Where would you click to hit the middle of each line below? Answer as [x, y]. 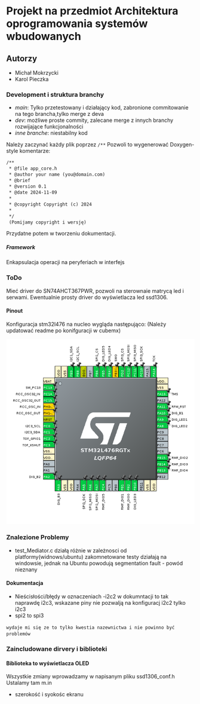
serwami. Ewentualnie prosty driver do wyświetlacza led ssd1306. [87, 297]
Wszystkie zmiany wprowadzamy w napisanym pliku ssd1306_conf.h [90, 677]
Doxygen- [182, 145]
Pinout [15, 311]
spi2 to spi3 [29, 616]
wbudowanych [44, 36]
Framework [21, 247]
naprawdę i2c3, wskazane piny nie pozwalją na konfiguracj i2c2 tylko [100, 603]
